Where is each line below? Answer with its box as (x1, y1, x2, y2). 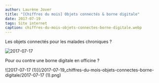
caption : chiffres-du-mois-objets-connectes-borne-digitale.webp (5, 25, 142, 30)
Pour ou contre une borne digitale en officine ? (5, 58, 100, 63)
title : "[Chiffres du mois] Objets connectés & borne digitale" (5, 12, 140, 17)
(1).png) (45, 72, 62, 78)
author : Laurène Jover (5, 7, 52, 12)
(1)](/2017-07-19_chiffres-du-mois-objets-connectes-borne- (32, 67, 154, 73)
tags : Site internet (5, 21, 48, 26)
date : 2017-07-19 (5, 16, 41, 21)
